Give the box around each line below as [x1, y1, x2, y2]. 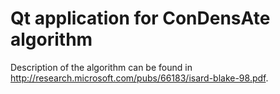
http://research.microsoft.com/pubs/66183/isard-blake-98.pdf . [10, 72, 269, 84]
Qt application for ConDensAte [10, 7, 271, 30]
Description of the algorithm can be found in [10, 61, 193, 73]
